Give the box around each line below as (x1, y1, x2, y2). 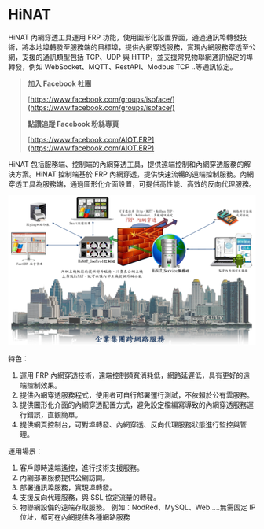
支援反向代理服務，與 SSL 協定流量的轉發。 (19, 492, 161, 501)
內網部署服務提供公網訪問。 (19, 472, 110, 482)
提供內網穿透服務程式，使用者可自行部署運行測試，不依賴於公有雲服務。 (19, 390, 254, 399)
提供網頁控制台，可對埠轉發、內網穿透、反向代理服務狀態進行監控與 (19, 420, 240, 429)
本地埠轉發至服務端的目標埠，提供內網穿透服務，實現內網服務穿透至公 (28, 42, 256, 52)
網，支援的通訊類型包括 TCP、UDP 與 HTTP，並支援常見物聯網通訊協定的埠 (8, 52, 254, 61)
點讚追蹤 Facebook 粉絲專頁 (27, 119, 119, 128)
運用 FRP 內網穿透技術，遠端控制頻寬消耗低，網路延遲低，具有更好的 (19, 370, 244, 379)
